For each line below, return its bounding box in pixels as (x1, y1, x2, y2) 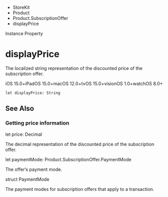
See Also (5, 104, 34, 113)
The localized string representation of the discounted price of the (5, 65, 143, 71)
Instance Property (5, 31, 43, 36)
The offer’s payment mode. (5, 166, 62, 173)
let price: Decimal (5, 131, 42, 137)
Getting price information (5, 119, 70, 127)
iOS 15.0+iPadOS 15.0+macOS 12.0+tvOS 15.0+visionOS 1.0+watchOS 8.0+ (5, 80, 163, 86)
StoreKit (12, 5, 30, 10)
